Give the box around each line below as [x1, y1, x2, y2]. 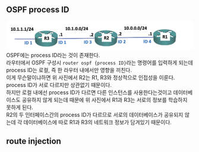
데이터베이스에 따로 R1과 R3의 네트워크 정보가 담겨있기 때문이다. [23, 119, 172, 126]
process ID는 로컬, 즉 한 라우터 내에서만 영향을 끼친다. [6, 67, 132, 74]
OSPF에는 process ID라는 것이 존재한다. [6, 52, 100, 59]
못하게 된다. [6, 104, 34, 111]
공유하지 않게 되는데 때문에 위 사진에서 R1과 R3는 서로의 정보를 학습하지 [21, 97, 188, 104]
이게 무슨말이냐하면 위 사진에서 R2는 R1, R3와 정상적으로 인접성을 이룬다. [6, 74, 175, 81]
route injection [6, 137, 61, 147]
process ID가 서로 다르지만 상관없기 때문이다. [6, 82, 112, 89]
